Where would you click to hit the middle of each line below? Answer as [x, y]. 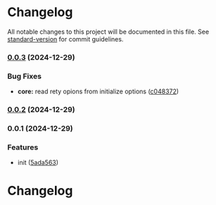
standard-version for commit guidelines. [65, 39]
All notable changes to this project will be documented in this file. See [108, 32]
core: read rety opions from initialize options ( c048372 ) [98, 91]
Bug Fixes [25, 76]
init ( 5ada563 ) [38, 163]
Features [23, 147]
